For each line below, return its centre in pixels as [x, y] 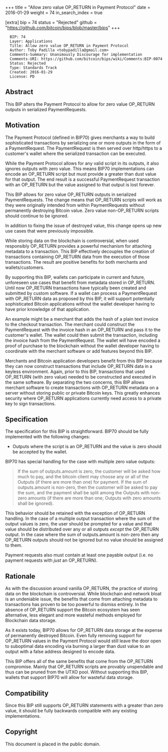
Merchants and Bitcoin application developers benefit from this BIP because [84, 361]
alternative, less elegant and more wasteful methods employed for [73, 615]
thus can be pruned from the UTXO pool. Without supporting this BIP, [77, 672]
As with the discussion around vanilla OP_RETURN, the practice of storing [81, 588]
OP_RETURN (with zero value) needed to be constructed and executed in [81, 377]
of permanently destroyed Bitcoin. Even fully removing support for [73, 636]
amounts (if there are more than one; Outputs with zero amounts [94, 498]
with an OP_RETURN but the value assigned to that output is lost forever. [80, 184]
